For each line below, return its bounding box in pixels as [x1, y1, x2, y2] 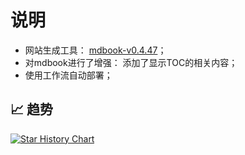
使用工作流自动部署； [24, 69, 113, 81]
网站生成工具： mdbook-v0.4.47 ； [24, 44, 167, 56]
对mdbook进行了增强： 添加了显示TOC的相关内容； [24, 56, 238, 68]
